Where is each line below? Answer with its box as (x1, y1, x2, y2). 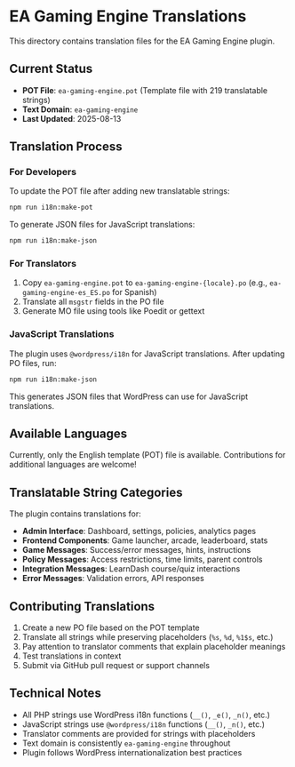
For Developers (9, 166, 77, 179)
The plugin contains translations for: (9, 508, 142, 519)
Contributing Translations (9, 598, 155, 614)
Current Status (9, 61, 93, 76)
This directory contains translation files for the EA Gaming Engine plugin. (9, 36, 275, 46)
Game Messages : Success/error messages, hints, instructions (21, 545, 251, 555)
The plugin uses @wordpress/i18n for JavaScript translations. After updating (9, 348, 285, 359)
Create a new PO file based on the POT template (21, 622, 200, 633)
